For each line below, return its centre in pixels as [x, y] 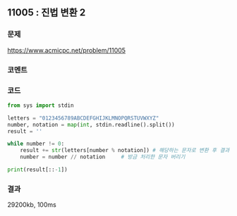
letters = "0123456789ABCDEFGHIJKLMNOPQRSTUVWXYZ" [83, 118]
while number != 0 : [36, 144]
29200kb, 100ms [32, 205]
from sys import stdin [41, 105]
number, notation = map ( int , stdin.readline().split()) [91, 125]
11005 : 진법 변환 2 [47, 13]
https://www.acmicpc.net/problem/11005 [66, 50]
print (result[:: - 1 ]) [38, 170]
